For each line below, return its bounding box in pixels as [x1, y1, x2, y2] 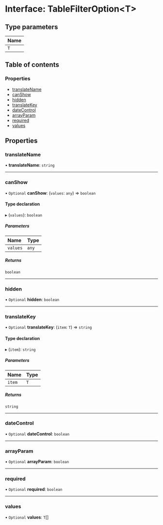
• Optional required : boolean [5, 487, 63, 492]
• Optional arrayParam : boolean [5, 459, 69, 465]
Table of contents [5, 61, 59, 69]
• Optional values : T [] [5, 514, 49, 520]
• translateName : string [5, 162, 55, 168]
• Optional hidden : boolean [5, 297, 60, 303]
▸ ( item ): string [5, 346, 36, 352]
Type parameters [5, 23, 58, 31]
